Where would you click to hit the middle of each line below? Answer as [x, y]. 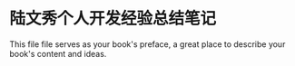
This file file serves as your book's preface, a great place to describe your [147, 44]
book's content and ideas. [58, 53]
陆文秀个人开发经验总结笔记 [113, 19]
